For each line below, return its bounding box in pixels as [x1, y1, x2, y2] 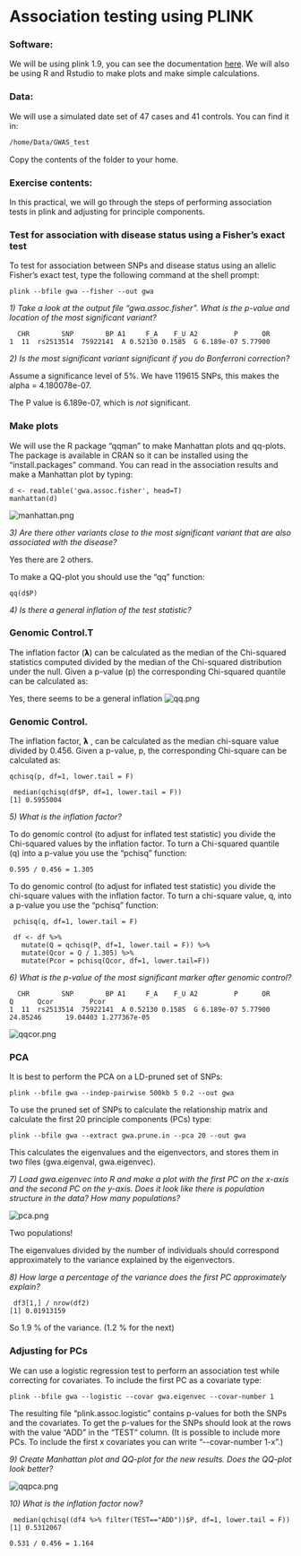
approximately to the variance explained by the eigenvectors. [9, 1255, 235, 1266]
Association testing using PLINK [9, 6, 254, 27]
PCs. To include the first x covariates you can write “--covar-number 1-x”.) [9, 1436, 284, 1447]
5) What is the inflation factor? [9, 811, 123, 822]
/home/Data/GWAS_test [9, 137, 90, 147]
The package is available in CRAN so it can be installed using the [9, 450, 249, 461]
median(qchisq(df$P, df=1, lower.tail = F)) [13, 788, 182, 797]
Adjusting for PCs [9, 1344, 88, 1357]
